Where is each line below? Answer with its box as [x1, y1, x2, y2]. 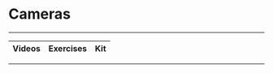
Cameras [8, 5, 71, 24]
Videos [12, 42, 41, 54]
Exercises [48, 42, 88, 54]
